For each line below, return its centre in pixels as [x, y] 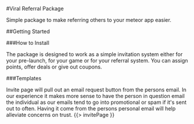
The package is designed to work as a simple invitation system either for [95, 54]
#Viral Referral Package [35, 9]
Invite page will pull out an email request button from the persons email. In [96, 90]
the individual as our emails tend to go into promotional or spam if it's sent [96, 102]
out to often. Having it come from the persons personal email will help [91, 108]
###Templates [24, 78]
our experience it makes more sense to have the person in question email [96, 96]
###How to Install [28, 43]
